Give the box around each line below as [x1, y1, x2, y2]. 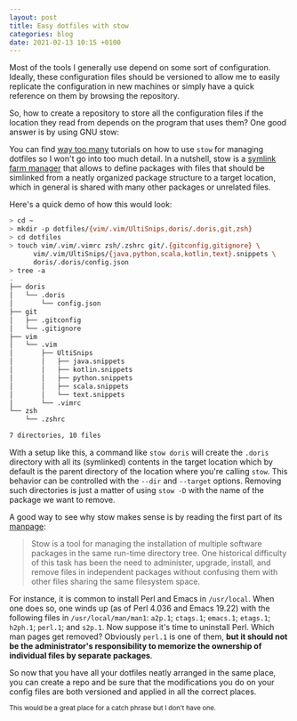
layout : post [9, 12, 58, 22]
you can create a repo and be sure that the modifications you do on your [9, 677, 275, 687]
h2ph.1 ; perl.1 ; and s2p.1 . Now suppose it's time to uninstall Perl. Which [9, 622, 275, 632]
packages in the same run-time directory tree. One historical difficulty [30, 548, 287, 558]
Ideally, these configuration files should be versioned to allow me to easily [9, 72, 280, 83]
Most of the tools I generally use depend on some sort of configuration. [9, 62, 271, 73]
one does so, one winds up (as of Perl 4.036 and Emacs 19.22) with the [9, 603, 270, 613]
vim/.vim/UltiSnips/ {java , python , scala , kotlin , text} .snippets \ [32, 249, 277, 258]
